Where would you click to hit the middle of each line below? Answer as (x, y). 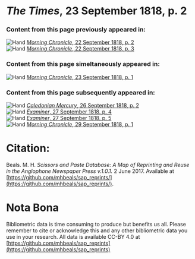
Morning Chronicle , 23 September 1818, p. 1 (80, 77)
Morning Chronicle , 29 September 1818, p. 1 (80, 124)
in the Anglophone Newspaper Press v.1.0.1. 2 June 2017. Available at (90, 171)
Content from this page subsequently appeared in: (81, 92)
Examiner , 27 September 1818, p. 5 (69, 118)
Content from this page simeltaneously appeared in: (83, 64)
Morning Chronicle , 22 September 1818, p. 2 (81, 42)
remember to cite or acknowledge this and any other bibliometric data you (97, 230)
